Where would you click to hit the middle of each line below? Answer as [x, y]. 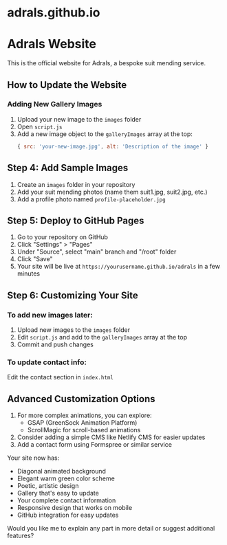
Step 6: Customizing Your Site [73, 295]
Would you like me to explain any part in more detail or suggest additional [111, 529]
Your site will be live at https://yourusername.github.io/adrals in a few [118, 267]
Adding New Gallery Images [55, 104]
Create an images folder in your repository [76, 184]
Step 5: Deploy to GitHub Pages [76, 220]
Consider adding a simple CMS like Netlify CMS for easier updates [111, 437]
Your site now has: [33, 458]
